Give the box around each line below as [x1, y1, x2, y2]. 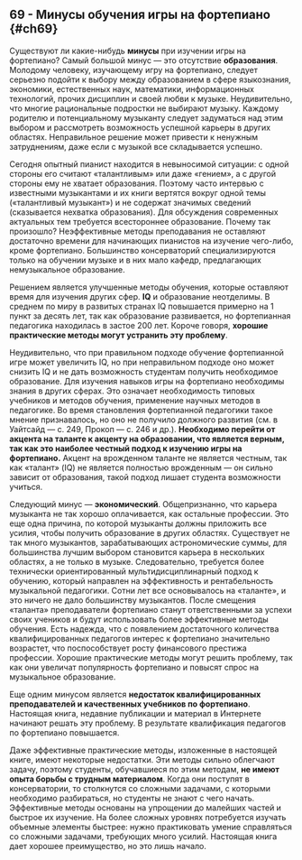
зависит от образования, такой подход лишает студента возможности [9, 471, 281, 482]
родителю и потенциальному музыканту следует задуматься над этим [9, 112, 284, 123]
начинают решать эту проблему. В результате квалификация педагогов [9, 717, 287, 728]
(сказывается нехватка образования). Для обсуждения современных [9, 207, 279, 217]
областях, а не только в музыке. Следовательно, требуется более [9, 556, 264, 567]
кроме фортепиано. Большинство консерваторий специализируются [9, 245, 277, 255]
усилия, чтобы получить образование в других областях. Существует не [9, 527, 290, 538]
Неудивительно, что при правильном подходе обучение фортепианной [9, 347, 284, 357]
